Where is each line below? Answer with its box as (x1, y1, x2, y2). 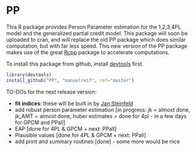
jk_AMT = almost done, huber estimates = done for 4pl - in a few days (14, 112, 187, 119)
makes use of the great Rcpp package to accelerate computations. (6, 48, 170, 56)
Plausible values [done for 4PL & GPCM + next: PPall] (14, 131, 146, 138)
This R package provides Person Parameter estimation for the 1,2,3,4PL (6, 23, 182, 30)
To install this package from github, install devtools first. (6, 60, 144, 67)
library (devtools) (6, 72, 52, 78)
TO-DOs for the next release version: (6, 88, 97, 95)
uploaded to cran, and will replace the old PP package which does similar (6, 36, 186, 43)
